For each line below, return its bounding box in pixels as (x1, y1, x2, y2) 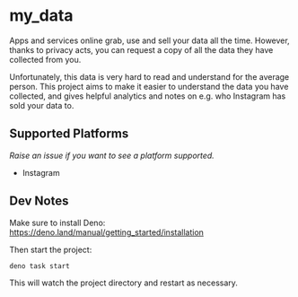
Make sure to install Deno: (9, 217, 106, 228)
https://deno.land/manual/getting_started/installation (9, 226, 205, 238)
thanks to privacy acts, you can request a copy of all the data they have (9, 44, 274, 55)
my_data (9, 5, 74, 26)
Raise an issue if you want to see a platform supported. (9, 150, 215, 161)
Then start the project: (9, 244, 92, 255)
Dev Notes (9, 194, 69, 209)
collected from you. (9, 54, 82, 65)
